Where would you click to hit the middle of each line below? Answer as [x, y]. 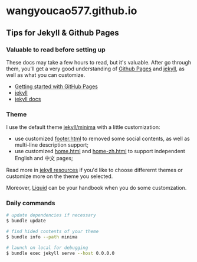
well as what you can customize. [46, 75]
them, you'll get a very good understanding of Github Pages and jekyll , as [95, 69]
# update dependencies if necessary [51, 215]
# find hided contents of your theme [52, 232]
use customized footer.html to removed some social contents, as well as [102, 139]
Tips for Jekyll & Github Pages [63, 33]
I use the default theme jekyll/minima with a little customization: [83, 127]
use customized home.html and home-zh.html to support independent [100, 151]
